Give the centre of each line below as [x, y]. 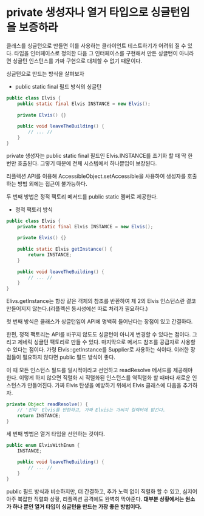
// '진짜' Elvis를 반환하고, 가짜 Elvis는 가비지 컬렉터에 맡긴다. [91, 410]
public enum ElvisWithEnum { [43, 445]
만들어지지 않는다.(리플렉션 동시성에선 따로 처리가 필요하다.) [77, 309]
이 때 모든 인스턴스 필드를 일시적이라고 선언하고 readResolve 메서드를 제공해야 [100, 370]
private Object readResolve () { [47, 404]
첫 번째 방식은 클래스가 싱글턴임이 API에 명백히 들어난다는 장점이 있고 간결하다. [100, 322]
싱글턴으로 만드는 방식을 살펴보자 [46, 73]
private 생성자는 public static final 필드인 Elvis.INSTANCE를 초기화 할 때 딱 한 [100, 155]
